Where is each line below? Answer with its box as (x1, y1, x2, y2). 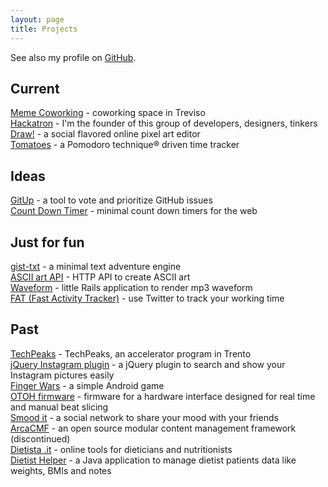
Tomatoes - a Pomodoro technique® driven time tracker (10, 139, 240, 151)
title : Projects (10, 24, 78, 34)
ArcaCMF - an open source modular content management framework (10, 422, 297, 434)
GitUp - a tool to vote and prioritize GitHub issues (10, 194, 213, 206)
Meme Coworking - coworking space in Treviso (10, 107, 206, 119)
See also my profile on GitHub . (10, 51, 137, 63)
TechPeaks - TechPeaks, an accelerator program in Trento (10, 347, 252, 360)
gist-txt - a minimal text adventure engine (10, 260, 182, 272)
